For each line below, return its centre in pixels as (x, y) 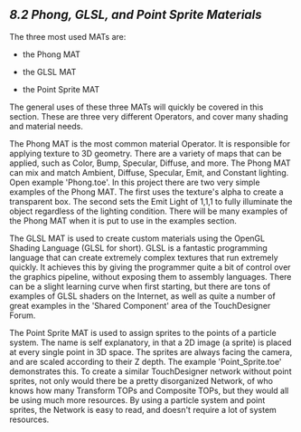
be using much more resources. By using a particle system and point (137, 400)
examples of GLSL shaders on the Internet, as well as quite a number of (142, 296)
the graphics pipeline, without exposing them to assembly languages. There (150, 276)
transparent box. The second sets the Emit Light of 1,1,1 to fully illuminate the (151, 201)
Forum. (23, 315)
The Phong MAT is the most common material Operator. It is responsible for (150, 143)
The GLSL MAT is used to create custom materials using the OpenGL (137, 238)
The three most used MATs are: (68, 36)
